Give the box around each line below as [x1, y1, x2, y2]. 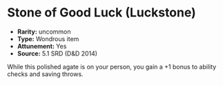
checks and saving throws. [7, 70, 84, 78]
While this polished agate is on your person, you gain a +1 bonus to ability [7, 62, 217, 71]
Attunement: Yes [17, 42, 67, 50]
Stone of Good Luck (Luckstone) [7, 5, 197, 21]
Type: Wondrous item [17, 34, 79, 42]
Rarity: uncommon [17, 27, 71, 36]
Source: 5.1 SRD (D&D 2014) [17, 49, 98, 58]
